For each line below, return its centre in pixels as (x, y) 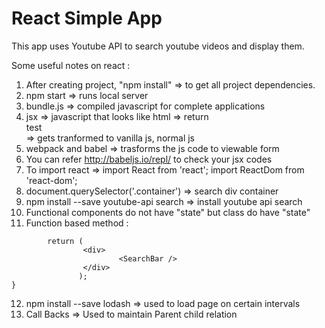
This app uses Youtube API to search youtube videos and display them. (158, 46)
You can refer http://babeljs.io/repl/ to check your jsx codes (149, 159)
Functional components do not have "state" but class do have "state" (168, 212)
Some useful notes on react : (71, 65)
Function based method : (77, 223)
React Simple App (87, 18)
